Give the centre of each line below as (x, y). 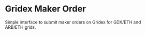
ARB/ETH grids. (21, 27)
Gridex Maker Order (45, 9)
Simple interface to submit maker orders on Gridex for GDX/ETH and (73, 22)
